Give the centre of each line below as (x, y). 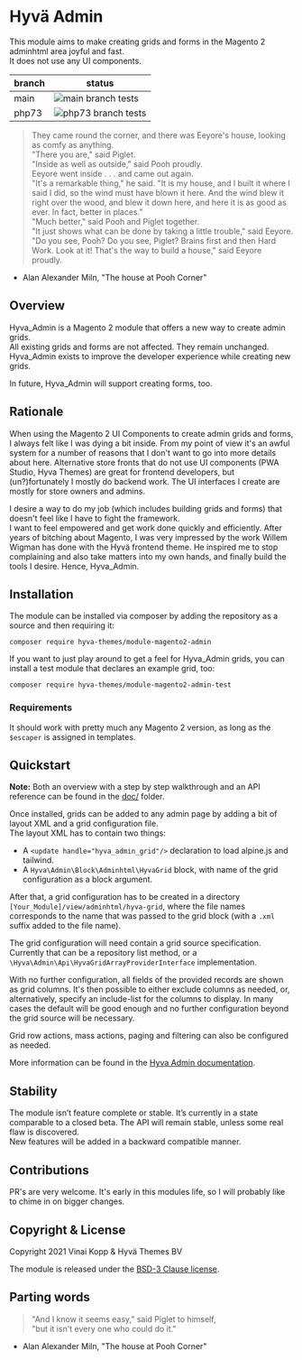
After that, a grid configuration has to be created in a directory (125, 897)
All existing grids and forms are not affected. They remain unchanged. (139, 347)
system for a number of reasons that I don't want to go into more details (143, 452)
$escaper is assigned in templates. (73, 736)
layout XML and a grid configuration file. (84, 824)
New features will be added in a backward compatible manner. (125, 1142)
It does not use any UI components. (75, 60)
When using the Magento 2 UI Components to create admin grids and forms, (151, 433)
